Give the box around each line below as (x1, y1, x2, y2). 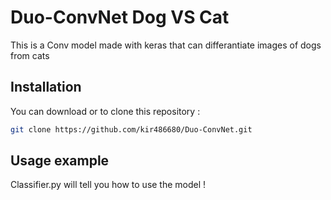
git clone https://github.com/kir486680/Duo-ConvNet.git (10, 124, 253, 135)
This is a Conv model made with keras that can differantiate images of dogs (10, 39, 322, 51)
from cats (10, 49, 50, 61)
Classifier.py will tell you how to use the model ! (10, 179, 207, 191)
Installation (10, 79, 82, 96)
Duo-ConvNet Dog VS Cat (10, 6, 230, 29)
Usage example (10, 152, 110, 170)
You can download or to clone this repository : (10, 105, 201, 117)
